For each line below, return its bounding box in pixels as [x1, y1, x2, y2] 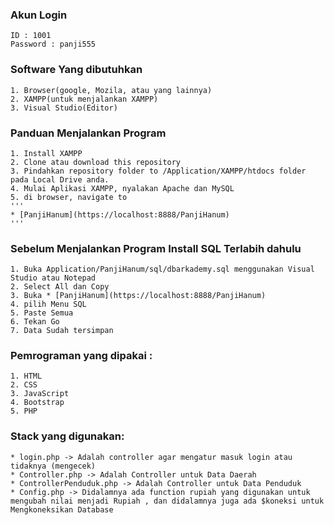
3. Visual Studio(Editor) [10, 103, 118, 113]
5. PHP [10, 406, 38, 417]
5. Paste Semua [10, 308, 74, 318]
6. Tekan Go [10, 317, 60, 327]
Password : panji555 [10, 39, 97, 50]
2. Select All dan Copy [10, 282, 110, 292]
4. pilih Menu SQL [10, 299, 87, 310]
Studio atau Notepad [10, 273, 97, 283]
